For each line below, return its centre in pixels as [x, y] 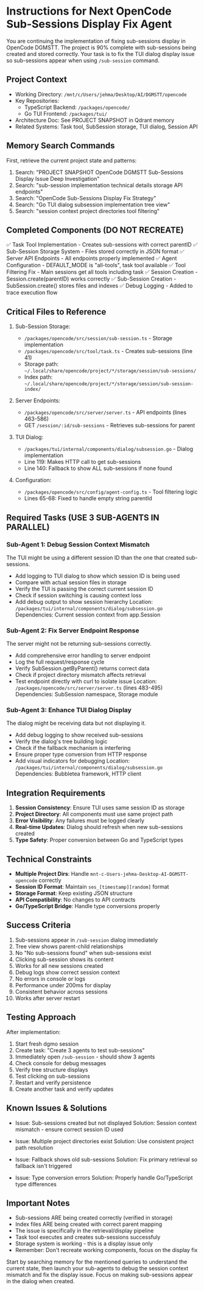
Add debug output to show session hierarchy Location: [84, 601]
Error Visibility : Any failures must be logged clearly [80, 820]
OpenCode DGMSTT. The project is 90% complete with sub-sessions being [101, 47]
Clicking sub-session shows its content [64, 959]
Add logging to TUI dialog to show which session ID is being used [97, 576]
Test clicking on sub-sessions [52, 1076]
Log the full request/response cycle [60, 662]
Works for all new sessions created [59, 965]
